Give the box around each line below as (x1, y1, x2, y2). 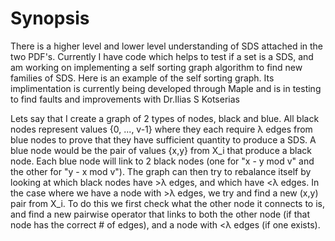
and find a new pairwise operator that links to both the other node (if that (10, 208, 311, 220)
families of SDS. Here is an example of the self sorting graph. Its (10, 72, 275, 84)
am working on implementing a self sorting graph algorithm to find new (10, 61, 303, 73)
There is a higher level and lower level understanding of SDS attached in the (10, 40, 324, 52)
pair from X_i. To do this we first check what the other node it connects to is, (10, 197, 326, 209)
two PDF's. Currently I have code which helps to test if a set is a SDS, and (10, 50, 314, 62)
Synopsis (10, 7, 90, 30)
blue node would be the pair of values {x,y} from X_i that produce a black (10, 144, 313, 156)
